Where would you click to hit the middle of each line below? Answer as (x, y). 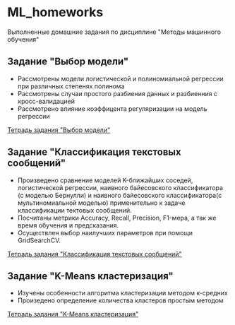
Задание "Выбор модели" (68, 62)
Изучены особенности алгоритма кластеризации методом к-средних (122, 293)
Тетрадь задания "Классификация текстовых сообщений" (95, 254)
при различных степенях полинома (71, 86)
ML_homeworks (55, 12)
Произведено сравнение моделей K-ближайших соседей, (105, 180)
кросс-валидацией (46, 101)
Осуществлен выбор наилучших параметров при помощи (105, 232)
